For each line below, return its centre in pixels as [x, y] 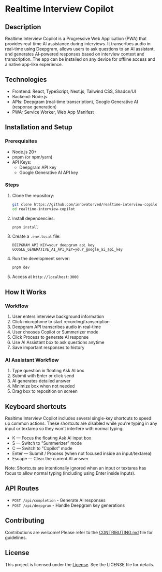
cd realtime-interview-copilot [44, 209]
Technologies [26, 79]
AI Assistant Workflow [32, 360]
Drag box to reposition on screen [45, 391]
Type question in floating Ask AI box [48, 371]
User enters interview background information [58, 316]
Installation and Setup [39, 127]
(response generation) [34, 107]
